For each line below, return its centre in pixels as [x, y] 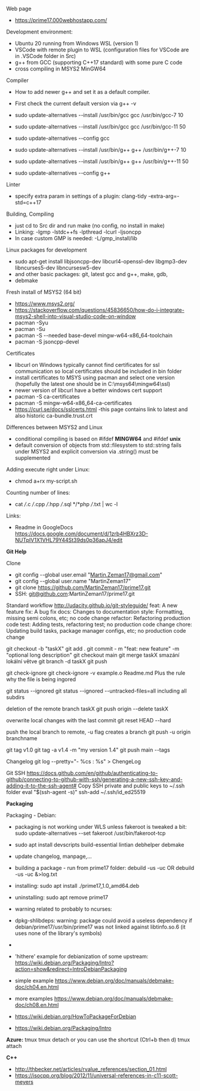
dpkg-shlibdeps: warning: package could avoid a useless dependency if [103, 920]
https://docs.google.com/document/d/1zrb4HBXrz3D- [81, 534]
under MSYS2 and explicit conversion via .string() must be [87, 451]
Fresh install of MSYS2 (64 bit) [44, 292]
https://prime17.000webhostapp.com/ [61, 20]
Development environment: [39, 32]
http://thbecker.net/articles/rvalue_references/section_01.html [91, 1069]
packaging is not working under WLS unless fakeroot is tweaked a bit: [101, 827]
